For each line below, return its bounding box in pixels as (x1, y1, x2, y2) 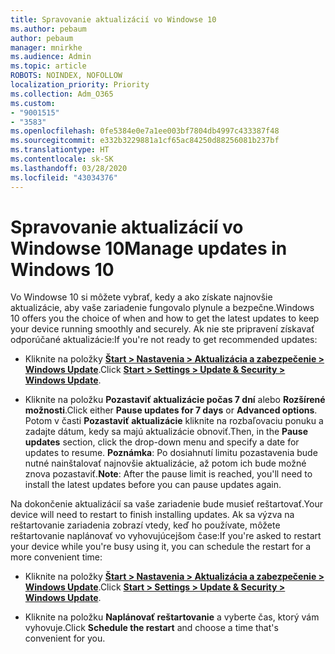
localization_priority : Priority (10, 80, 150, 90)
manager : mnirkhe (10, 42, 83, 53)
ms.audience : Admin (10, 52, 92, 62)
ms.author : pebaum (10, 24, 87, 34)
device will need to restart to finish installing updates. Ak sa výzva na (10, 509, 295, 521)
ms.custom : (10, 98, 56, 108)
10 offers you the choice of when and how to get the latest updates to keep (10, 312, 320, 325)
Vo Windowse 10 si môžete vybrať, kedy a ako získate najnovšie (10, 291, 273, 303)
